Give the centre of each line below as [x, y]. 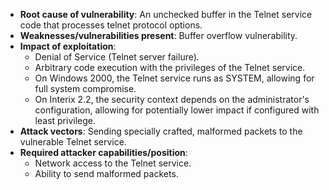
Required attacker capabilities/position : [103, 152]
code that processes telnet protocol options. [111, 25]
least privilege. [65, 120]
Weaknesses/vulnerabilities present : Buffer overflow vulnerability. [158, 35]
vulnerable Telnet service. [73, 142]
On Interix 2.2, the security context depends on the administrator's [172, 99]
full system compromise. [85, 88]
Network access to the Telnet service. [113, 163]
